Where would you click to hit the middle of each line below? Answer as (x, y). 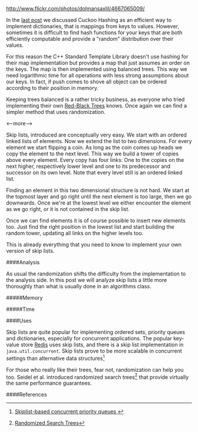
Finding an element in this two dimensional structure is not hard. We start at (98, 190)
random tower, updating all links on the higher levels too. (75, 233)
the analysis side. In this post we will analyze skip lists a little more (87, 280)
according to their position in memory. (52, 88)
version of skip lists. (30, 251)
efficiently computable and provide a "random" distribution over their (90, 39)
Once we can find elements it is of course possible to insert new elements (96, 220)
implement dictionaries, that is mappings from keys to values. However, (93, 26)
